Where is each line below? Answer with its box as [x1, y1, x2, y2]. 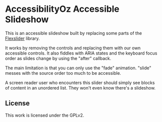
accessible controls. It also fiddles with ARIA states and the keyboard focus [5, 50, 158, 56]
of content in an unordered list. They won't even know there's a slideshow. [5, 85, 156, 91]
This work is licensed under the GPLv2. [5, 112, 84, 118]
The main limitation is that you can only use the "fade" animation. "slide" [5, 65, 152, 71]
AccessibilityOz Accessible [5, 3, 119, 15]
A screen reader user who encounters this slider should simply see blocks [5, 80, 155, 86]
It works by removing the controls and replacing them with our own [5, 45, 141, 51]
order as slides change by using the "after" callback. [5, 55, 111, 61]
